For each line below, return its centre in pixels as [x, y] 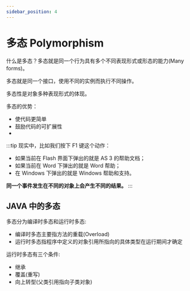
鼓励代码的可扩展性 [39, 126]
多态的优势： [22, 106]
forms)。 [17, 68]
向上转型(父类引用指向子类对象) [53, 282]
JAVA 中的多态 [33, 206]
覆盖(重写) [27, 274]
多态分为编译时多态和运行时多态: [46, 222]
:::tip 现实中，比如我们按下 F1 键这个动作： [58, 145]
